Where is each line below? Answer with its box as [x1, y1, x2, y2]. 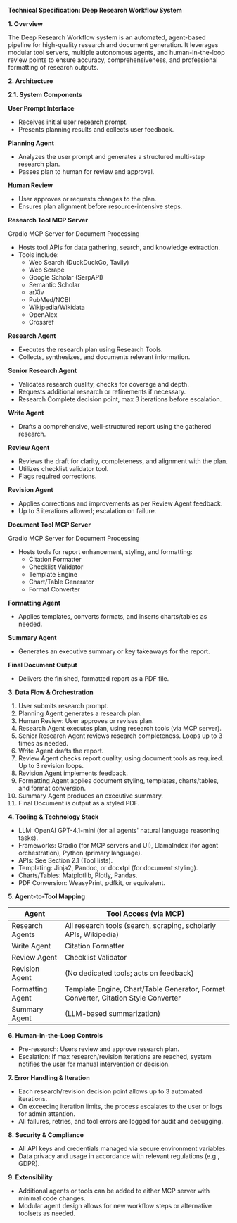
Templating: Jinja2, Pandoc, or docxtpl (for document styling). [18, 864, 198, 872]
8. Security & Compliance [8, 1131, 84, 1139]
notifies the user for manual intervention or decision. [18, 1060, 171, 1068]
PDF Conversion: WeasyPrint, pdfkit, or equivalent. [18, 879, 166, 886]
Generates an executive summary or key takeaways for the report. [18, 647, 210, 656]
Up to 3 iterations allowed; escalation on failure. [18, 507, 157, 515]
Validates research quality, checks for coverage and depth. [18, 380, 189, 388]
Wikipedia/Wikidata [28, 303, 85, 311]
